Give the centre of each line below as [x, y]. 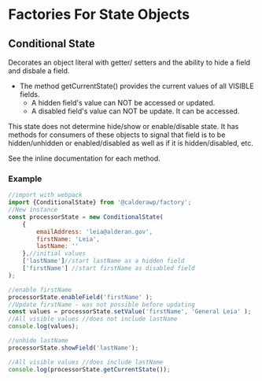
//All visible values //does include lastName [86, 362]
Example [25, 179]
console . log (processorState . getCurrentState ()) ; [89, 369]
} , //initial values [54, 253]
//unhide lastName [38, 341]
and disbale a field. [39, 71]
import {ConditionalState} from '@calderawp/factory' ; [100, 202]
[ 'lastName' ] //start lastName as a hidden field [103, 261]
